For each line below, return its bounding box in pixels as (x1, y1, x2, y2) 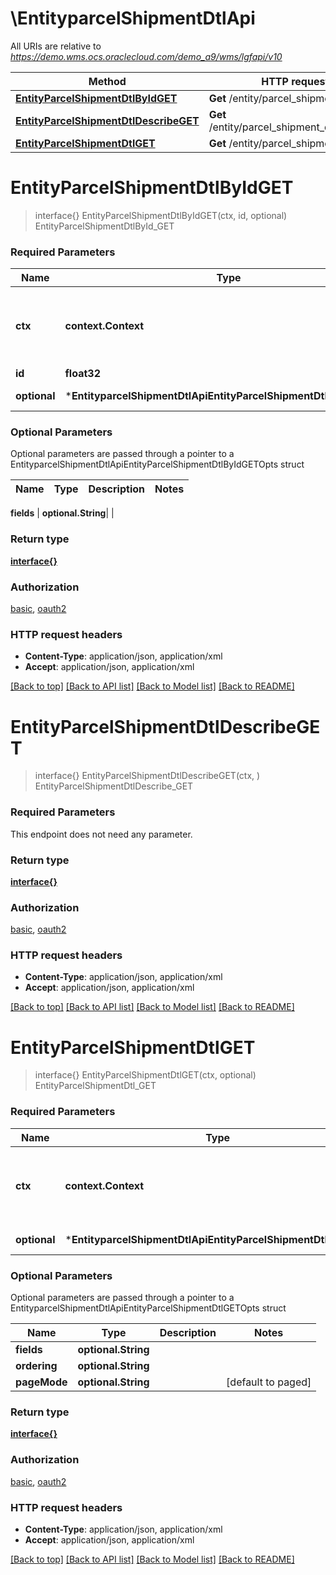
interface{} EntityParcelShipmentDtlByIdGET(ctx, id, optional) (34, 209, 288, 221)
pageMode (15, 1375, 68, 1389)
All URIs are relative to (10, 40, 102, 52)
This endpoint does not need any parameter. (10, 828, 193, 840)
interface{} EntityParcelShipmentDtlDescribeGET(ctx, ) (34, 770, 261, 782)
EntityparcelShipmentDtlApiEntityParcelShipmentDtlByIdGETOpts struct (10, 458, 305, 471)
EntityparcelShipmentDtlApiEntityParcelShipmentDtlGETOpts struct (10, 1302, 287, 1314)
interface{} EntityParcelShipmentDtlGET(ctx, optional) (34, 1069, 257, 1081)
